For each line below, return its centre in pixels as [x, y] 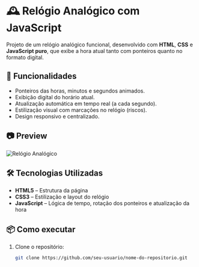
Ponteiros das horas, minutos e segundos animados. [80, 91]
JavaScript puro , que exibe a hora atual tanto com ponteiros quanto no [94, 51]
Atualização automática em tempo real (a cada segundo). [86, 103]
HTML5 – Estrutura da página [51, 191]
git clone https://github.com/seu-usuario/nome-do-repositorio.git [101, 258]
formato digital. [25, 57]
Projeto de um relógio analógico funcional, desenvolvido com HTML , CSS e [100, 44]
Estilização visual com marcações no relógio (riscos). [81, 110]
